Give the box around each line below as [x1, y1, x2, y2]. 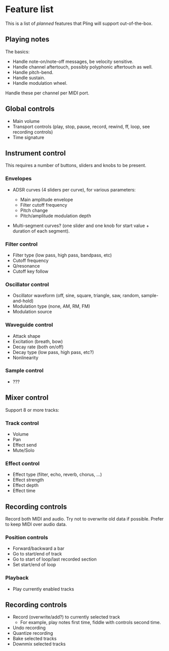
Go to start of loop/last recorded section [12, 556, 97, 562]
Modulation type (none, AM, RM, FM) [12, 303, 90, 309]
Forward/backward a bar [12, 545, 65, 551]
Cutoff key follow [12, 268, 49, 274]
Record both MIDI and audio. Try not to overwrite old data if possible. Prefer [5, 516, 164, 522]
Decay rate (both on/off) [12, 344, 64, 350]
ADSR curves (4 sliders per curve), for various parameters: [12, 186, 136, 192]
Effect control [5, 460, 40, 467]
